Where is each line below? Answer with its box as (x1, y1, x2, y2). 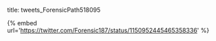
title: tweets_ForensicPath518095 (7, 6, 101, 14)
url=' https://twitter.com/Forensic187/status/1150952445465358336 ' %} (7, 27, 210, 34)
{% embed (7, 19, 38, 27)
